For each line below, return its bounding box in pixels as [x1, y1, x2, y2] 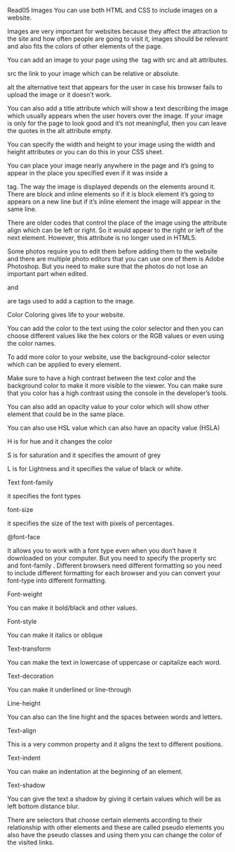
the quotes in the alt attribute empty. [7, 127, 113, 134]
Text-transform [7, 644, 51, 653]
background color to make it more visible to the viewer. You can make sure [7, 382, 223, 389]
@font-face [7, 533, 41, 541]
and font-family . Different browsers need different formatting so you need [7, 561, 222, 570]
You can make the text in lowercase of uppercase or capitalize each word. [7, 658, 222, 666]
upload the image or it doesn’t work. [7, 91, 112, 99]
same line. [7, 205, 37, 213]
